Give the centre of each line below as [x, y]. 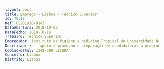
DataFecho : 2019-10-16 [28, 32]
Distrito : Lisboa [23, 59]
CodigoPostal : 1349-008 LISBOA [37, 50]
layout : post [18, 9]
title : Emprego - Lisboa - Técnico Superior [51, 14]
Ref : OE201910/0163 [25, 23]
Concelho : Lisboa [23, 55]
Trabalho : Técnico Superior [34, 37]
